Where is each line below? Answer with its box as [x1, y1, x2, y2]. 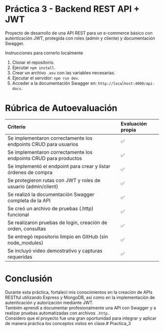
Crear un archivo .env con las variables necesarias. [12, 70, 116, 75]
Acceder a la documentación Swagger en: [12, 80, 97, 86]
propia [121, 126, 136, 133]
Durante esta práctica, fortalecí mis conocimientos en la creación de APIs [5, 289, 153, 295]
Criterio [7, 123, 26, 130]
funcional [7, 211, 29, 218]
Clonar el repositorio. [12, 59, 55, 65]
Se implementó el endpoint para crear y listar [7, 163, 111, 169]
